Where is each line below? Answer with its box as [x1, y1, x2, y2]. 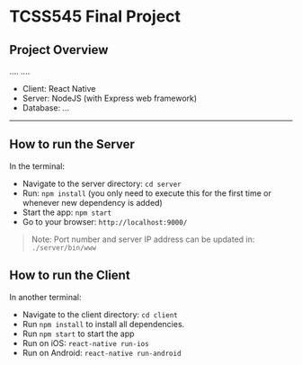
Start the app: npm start [22, 207, 112, 218]
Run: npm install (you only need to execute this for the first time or [22, 187, 271, 199]
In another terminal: [9, 291, 83, 302]
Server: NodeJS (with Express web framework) [22, 93, 198, 103]
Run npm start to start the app [22, 328, 135, 339]
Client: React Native [22, 84, 96, 93]
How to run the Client [9, 268, 130, 283]
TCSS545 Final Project [9, 6, 182, 27]
